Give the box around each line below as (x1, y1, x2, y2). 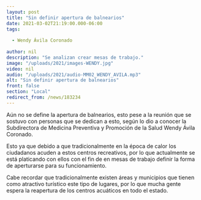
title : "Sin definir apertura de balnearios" (6, 15, 124, 21)
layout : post (6, 9, 40, 15)
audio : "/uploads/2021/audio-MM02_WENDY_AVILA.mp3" (6, 72, 141, 78)
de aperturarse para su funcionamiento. (6, 161, 107, 169)
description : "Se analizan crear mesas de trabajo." (6, 54, 144, 61)
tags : (6, 26, 20, 32)
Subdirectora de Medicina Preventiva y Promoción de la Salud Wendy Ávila (6, 124, 195, 131)
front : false (6, 83, 40, 89)
